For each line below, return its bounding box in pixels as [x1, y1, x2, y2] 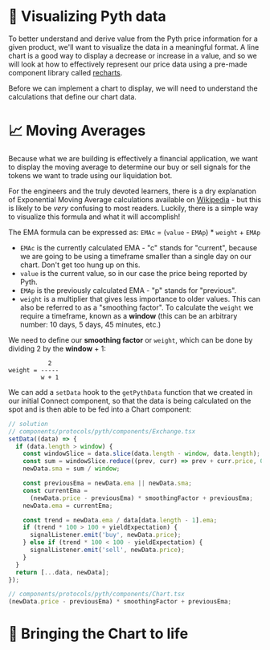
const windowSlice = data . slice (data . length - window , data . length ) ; [22, 449, 261, 458]
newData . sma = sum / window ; [22, 465, 121, 473]
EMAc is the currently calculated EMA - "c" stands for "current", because [19, 242, 258, 252]
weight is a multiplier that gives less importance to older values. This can [19, 294, 261, 303]
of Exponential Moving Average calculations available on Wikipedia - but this [8, 194, 262, 204]
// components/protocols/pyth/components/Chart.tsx [8, 590, 185, 599]
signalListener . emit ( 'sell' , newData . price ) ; [29, 546, 185, 554]
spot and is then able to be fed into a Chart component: [8, 404, 191, 414]
